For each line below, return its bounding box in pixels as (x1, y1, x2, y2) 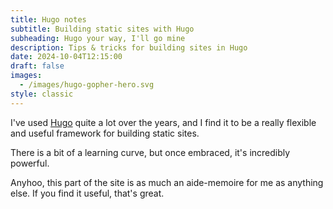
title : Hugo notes (10, 14, 87, 25)
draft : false (10, 61, 65, 71)
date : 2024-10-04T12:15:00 (10, 52, 123, 62)
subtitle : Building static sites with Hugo (10, 24, 195, 34)
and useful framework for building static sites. (10, 127, 200, 139)
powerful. (10, 157, 50, 169)
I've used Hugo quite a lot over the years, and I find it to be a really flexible (10, 116, 317, 128)
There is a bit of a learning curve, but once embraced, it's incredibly (10, 146, 291, 158)
